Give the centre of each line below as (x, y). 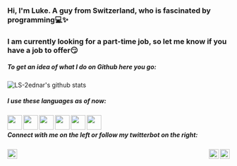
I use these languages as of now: (57, 101)
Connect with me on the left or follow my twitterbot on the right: (103, 135)
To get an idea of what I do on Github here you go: (82, 67)
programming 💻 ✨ (38, 20)
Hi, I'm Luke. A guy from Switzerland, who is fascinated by (109, 11)
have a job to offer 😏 (43, 50)
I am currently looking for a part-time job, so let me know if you (117, 41)
